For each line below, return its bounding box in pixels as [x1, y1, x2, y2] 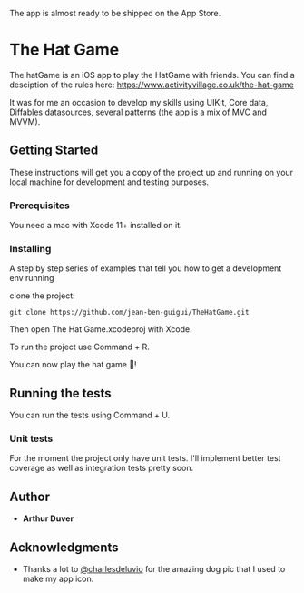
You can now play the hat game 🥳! [9, 359, 138, 370]
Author [9, 488, 50, 504]
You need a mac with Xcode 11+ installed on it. [9, 220, 183, 231]
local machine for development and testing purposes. [9, 176, 210, 187]
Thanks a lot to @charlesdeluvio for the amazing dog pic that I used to [22, 564, 286, 575]
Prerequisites [9, 199, 70, 212]
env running [9, 273, 54, 284]
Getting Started [9, 143, 99, 158]
